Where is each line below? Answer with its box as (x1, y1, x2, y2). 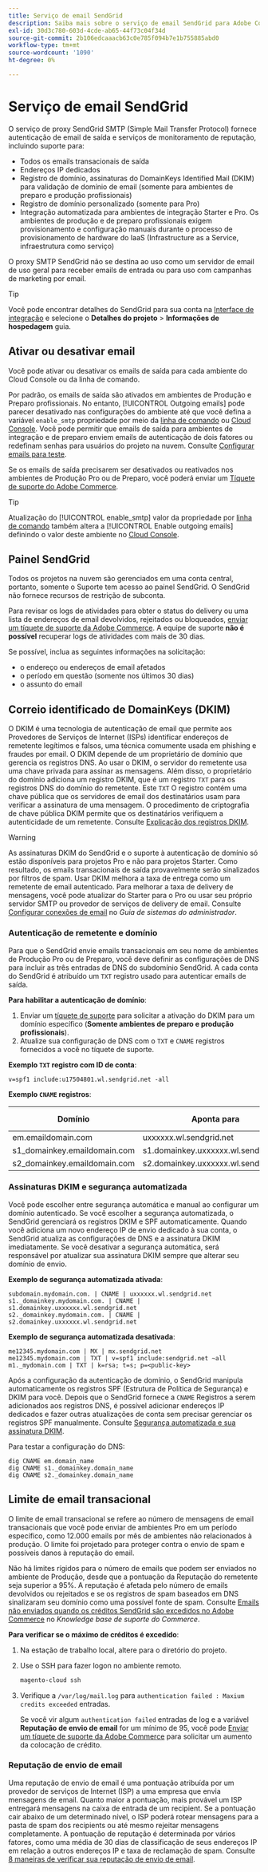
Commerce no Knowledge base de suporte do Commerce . (8, 1614, 200, 1624)
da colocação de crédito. (19, 1739, 102, 1749)
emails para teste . (8, 449, 67, 459)
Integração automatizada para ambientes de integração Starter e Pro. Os (19, 207, 259, 216)
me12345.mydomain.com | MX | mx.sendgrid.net (8, 1347, 162, 1356)
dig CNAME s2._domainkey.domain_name (8, 1470, 134, 1479)
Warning (8, 833, 36, 842)
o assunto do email (19, 679, 83, 689)
